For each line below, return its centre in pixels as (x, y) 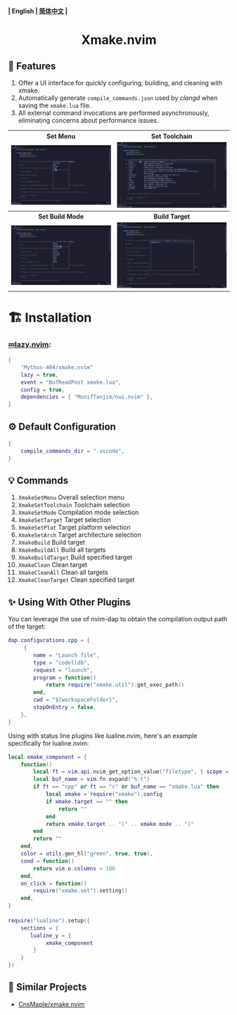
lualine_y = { (51, 935)
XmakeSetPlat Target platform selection (74, 528)
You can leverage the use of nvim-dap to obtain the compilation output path (118, 619)
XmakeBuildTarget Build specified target (75, 557)
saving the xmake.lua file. (55, 105)
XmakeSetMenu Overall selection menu (71, 497)
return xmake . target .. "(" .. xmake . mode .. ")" (120, 824)
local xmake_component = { (47, 757)
